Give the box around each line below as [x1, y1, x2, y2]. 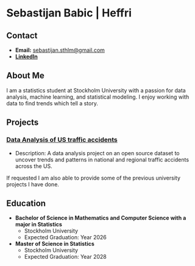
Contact [6, 30, 38, 41]
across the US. [15, 162, 53, 170]
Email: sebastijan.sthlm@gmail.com [15, 46, 105, 54]
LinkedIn [15, 53, 38, 60]
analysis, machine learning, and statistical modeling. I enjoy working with [6, 93, 190, 100]
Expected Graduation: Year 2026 [24, 234, 107, 241]
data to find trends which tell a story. [6, 99, 99, 107]
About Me [6, 71, 44, 81]
